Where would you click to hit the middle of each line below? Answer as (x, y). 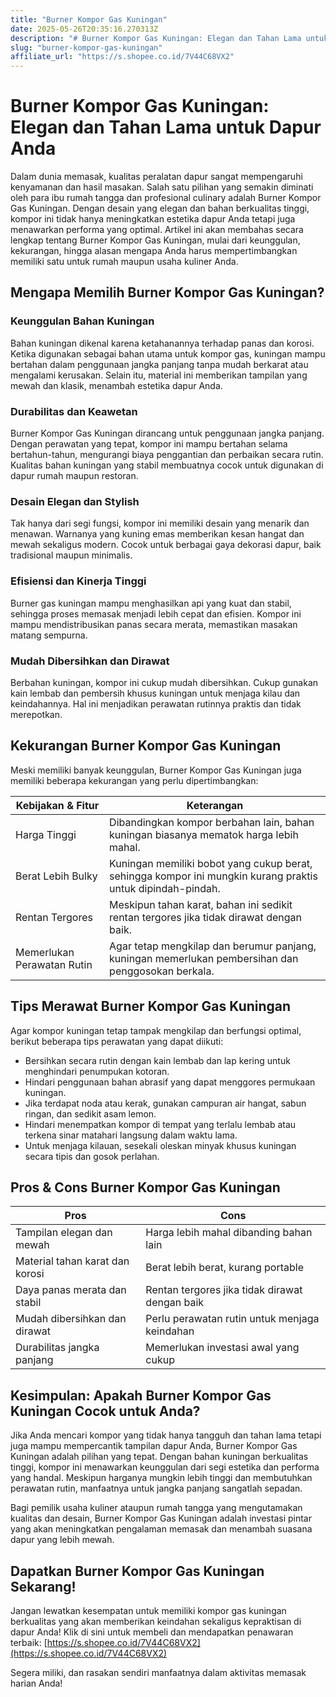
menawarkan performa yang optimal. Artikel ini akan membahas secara (157, 230)
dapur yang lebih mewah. (62, 1540)
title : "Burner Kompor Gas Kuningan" (89, 19)
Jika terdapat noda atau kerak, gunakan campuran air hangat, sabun (165, 1103)
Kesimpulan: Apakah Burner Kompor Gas (141, 1395)
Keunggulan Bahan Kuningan (82, 321)
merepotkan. (36, 714)
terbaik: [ (29, 1642)
